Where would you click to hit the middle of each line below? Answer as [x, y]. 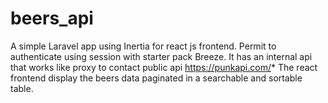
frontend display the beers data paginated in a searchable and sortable [156, 78]
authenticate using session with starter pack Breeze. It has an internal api [161, 56]
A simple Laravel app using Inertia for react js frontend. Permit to [143, 46]
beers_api [52, 18]
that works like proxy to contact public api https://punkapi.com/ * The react [164, 67]
